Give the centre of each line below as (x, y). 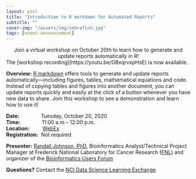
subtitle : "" (22, 22)
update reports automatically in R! (98, 56)
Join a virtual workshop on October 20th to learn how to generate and (98, 50)
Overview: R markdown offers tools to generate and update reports (87, 74)
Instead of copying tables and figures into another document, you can (90, 86)
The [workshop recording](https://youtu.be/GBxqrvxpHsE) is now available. (97, 63)
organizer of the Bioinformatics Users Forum (60, 159)
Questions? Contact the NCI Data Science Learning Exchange (81, 170)
